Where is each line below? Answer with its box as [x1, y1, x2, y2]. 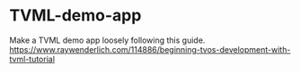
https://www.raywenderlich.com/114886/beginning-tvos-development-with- [9, 44, 291, 54]
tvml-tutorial [9, 53, 56, 64]
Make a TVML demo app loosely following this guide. [9, 35, 206, 45]
